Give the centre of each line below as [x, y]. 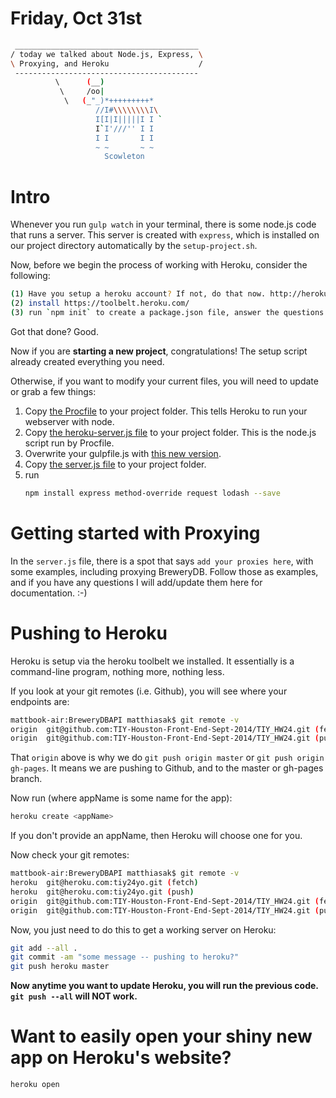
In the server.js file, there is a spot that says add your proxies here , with [162, 561]
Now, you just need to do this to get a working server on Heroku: [143, 929]
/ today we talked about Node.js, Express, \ [106, 54]
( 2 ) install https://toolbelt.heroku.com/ [100, 303]
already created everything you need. [87, 361]
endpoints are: [40, 701]
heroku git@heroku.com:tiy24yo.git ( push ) [102, 892]
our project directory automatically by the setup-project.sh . [134, 246]
